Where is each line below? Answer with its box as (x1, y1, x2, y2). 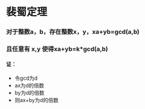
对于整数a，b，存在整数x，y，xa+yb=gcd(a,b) (6, 28, 140, 36)
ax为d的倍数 (14, 82, 44, 89)
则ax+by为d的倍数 (14, 97, 58, 104)
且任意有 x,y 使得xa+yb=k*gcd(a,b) (6, 45, 108, 53)
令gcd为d (14, 74, 38, 82)
